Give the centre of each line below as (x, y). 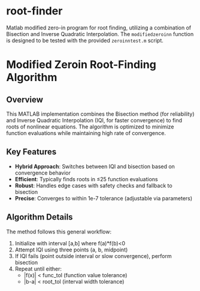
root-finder (34, 11)
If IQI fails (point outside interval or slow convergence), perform (93, 256)
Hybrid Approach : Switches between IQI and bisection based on (95, 166)
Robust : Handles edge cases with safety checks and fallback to (93, 185)
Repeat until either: (38, 269)
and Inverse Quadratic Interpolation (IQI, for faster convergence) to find (94, 120)
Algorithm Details (40, 217)
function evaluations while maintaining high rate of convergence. (86, 133)
